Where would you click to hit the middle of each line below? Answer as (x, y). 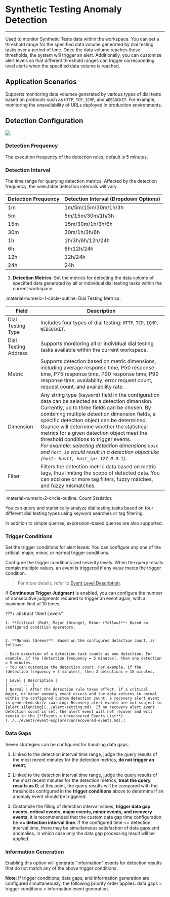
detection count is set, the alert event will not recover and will (79, 712)
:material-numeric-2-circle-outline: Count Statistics (59, 498)
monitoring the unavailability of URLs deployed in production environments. (84, 105)
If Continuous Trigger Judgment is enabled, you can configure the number (84, 593)
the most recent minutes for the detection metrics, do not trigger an (83, 760)
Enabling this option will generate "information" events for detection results (83, 863)
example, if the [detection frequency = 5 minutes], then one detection (83, 659)
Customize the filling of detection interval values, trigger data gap (81, 806)
